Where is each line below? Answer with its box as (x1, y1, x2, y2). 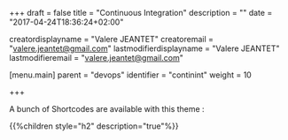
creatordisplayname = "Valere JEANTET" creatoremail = (9, 34, 214, 44)
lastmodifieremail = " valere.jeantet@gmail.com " (9, 53, 184, 63)
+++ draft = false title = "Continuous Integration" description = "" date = (9, 8, 273, 18)
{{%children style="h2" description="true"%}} (9, 121, 179, 131)
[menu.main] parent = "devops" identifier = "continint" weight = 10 (9, 70, 253, 80)
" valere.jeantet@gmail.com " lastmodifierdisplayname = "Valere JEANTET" (9, 43, 280, 54)
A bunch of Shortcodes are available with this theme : (9, 104, 206, 114)
